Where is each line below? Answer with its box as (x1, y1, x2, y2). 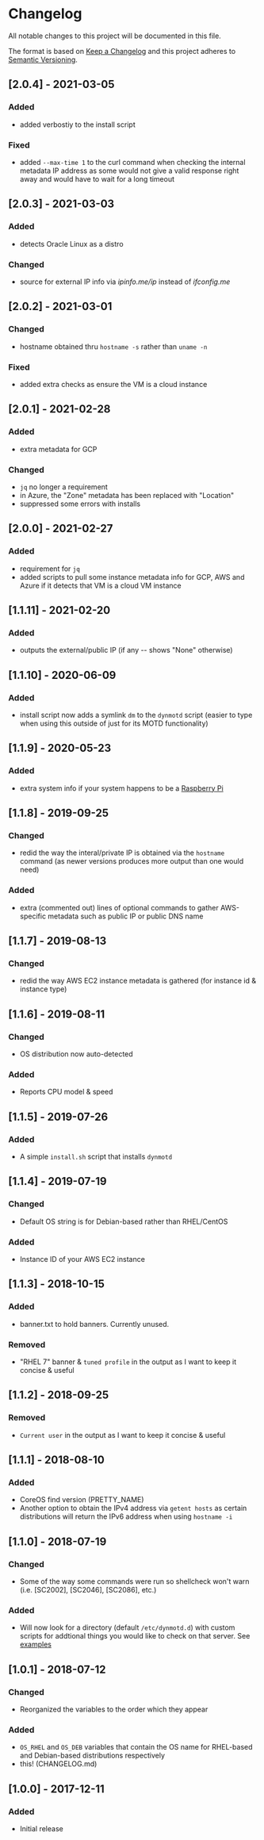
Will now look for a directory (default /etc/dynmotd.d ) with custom (19, 1623, 235, 1632)
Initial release (19, 1823, 63, 1833)
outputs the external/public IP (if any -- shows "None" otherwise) (19, 646, 233, 655)
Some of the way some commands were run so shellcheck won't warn (19, 1577, 250, 1586)
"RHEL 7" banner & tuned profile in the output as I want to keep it (19, 1357, 236, 1367)
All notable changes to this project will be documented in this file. (8, 31, 222, 40)
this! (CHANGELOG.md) (19, 1759, 98, 1769)
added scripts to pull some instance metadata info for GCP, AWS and (19, 572, 245, 581)
